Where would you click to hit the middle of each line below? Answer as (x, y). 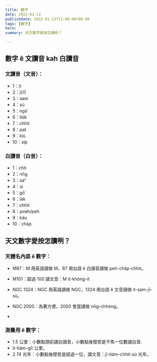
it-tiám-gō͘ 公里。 (30, 348)
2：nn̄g (20, 174)
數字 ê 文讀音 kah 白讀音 (42, 59)
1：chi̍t (19, 168)
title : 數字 (17, 10)
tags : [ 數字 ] (18, 24)
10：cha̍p (22, 224)
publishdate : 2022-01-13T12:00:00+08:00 (48, 19)
